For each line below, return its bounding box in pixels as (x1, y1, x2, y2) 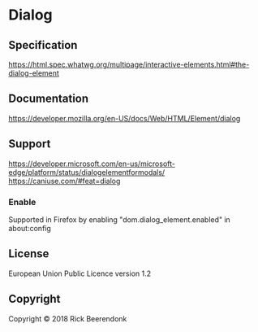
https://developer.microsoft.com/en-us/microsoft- (8, 159, 176, 168)
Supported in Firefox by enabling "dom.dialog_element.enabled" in (8, 214, 231, 225)
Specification (8, 38, 78, 52)
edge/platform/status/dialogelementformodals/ (8, 167, 166, 177)
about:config (8, 223, 51, 233)
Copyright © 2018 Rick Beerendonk (8, 313, 127, 323)
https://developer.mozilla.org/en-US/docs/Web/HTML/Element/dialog (8, 113, 241, 123)
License (8, 247, 49, 261)
